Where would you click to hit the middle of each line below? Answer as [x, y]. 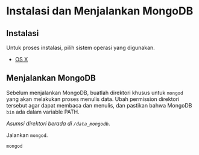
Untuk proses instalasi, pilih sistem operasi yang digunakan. [81, 47]
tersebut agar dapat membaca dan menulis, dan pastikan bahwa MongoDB [99, 105]
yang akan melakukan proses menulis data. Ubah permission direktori [93, 99]
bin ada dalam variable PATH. [43, 112]
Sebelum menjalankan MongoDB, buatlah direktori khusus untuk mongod [95, 93]
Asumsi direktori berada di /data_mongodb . [58, 123]
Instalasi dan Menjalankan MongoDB [100, 11]
